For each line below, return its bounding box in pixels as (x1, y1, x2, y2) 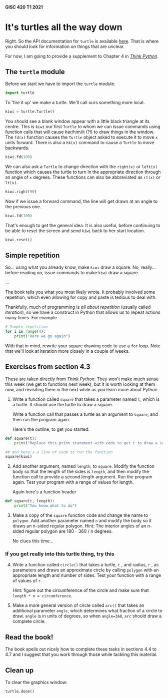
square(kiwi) (5, 454, 32, 459)
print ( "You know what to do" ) (14, 503, 77, 508)
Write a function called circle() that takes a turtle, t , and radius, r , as (12, 562, 159, 568)
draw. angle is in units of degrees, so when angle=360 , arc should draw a (12, 613, 162, 619)
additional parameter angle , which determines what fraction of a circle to (12, 608, 162, 614)
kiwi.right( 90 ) (5, 189, 37, 194)
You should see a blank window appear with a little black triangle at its (5, 118, 150, 125)
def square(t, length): (5, 498, 55, 504)
